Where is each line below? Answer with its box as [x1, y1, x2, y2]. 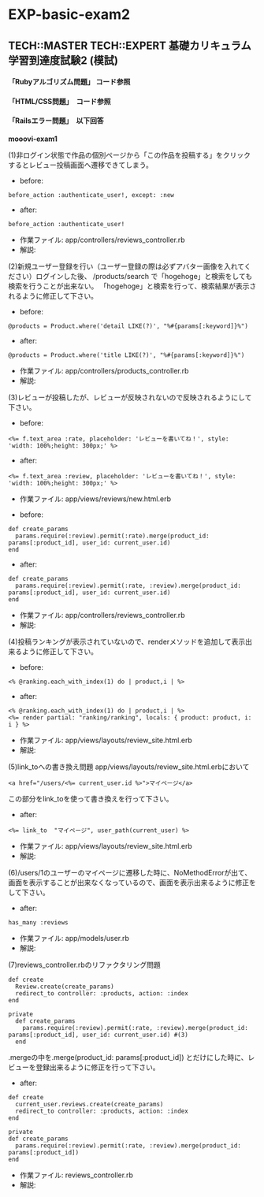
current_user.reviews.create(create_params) [15, 1100, 164, 1108]
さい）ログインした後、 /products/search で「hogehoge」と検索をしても [14, 271, 253, 281]
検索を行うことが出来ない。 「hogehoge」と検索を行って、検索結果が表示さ [8, 281, 257, 291]
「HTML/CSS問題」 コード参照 [8, 96, 111, 106]
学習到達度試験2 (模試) [8, 54, 119, 67]
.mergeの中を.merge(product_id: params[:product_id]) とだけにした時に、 [8, 1052, 248, 1061]
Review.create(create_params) [15, 983, 114, 991]
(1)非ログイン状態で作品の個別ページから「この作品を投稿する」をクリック [8, 150, 251, 159]
